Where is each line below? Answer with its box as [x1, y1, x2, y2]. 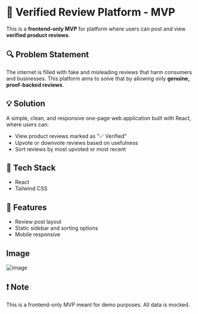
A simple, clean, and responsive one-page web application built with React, [6, 114, 191, 121]
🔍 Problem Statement [6, 50, 89, 60]
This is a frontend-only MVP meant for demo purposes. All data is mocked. [6, 301, 190, 308]
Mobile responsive [14, 231, 61, 238]
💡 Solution [6, 99, 46, 109]
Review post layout [14, 218, 61, 225]
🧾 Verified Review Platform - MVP [6, 5, 175, 19]
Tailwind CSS [14, 185, 48, 192]
